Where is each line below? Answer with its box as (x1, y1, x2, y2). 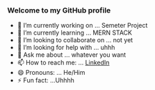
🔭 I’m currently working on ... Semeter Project (17, 21, 148, 30)
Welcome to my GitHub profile (7, 6, 111, 15)
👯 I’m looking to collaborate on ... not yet (17, 36, 133, 44)
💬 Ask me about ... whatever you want (17, 51, 127, 59)
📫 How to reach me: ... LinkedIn (17, 58, 110, 67)
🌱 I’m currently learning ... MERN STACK (17, 28, 132, 37)
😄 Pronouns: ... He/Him (17, 69, 85, 77)
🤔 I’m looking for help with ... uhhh (17, 44, 115, 52)
